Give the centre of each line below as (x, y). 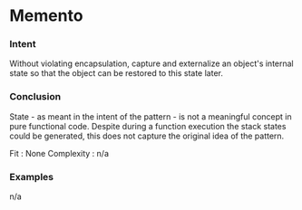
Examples (32, 177)
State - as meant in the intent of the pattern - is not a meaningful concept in (151, 116)
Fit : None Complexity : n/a (59, 153)
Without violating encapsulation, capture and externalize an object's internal (152, 63)
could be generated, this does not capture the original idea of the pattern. (147, 136)
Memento (46, 16)
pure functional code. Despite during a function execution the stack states (148, 126)
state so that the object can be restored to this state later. (117, 73)
